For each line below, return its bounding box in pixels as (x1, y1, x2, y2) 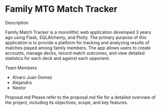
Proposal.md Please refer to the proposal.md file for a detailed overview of (5, 94, 156, 100)
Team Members (5, 65, 37, 71)
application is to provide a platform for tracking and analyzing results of (5, 39, 150, 45)
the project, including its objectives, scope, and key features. (5, 99, 129, 105)
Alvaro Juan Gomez (12, 74, 53, 80)
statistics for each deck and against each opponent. (5, 55, 110, 61)
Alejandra (12, 80, 32, 85)
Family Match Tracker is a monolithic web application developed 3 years (5, 29, 151, 35)
